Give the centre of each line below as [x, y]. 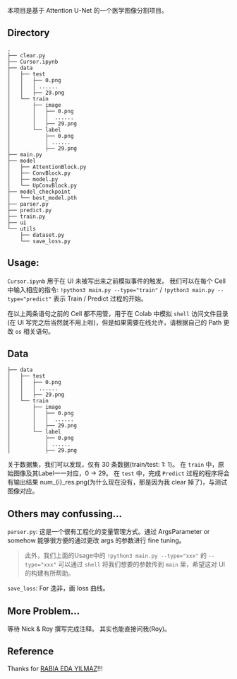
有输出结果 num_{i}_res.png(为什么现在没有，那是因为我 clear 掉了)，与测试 [117, 482]
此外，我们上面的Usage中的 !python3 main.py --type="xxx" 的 [115, 556]
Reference [31, 652]
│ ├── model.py [33, 179]
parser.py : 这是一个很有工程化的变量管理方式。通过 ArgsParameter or [109, 532]
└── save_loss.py [45, 241]
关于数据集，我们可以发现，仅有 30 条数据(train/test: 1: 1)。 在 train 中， [113, 465]
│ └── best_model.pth [42, 198]
